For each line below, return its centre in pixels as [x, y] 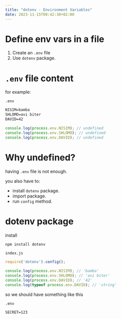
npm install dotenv [25, 244]
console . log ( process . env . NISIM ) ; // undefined [54, 128]
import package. [29, 196]
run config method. [32, 201]
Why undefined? [40, 157]
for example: [18, 92]
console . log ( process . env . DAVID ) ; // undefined [54, 138]
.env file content [39, 78]
